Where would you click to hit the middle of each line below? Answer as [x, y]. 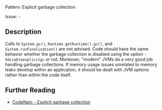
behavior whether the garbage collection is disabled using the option [74, 54]
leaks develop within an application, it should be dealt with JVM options [77, 69]
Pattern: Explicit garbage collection [40, 7]
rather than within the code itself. [38, 75]
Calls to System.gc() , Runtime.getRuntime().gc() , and [59, 44]
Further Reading [30, 90]
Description [23, 32]
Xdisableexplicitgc [25, 60]
